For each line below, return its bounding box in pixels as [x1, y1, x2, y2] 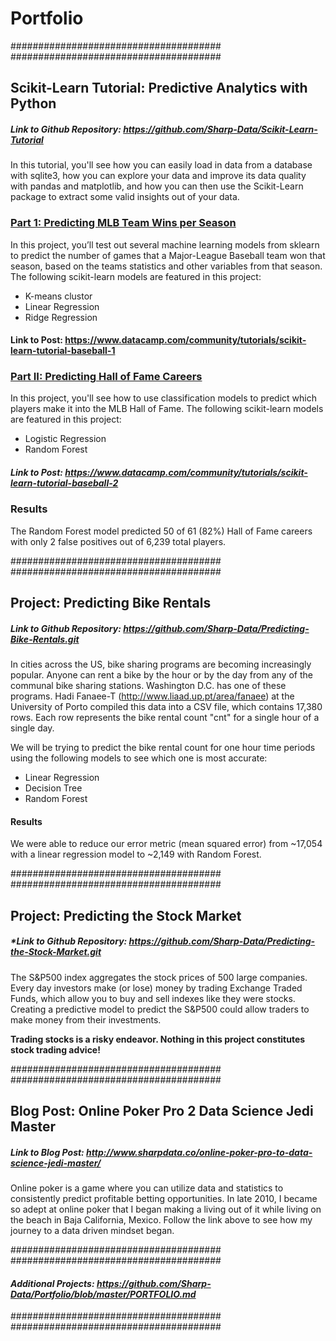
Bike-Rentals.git [10, 633, 80, 645]
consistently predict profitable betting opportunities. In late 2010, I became [10, 1193, 318, 1205]
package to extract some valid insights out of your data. [10, 191, 240, 203]
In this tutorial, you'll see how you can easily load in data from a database [10, 159, 313, 171]
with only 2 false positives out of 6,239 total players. [10, 535, 227, 547]
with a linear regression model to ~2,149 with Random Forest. [10, 848, 262, 861]
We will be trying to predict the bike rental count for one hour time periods [10, 742, 316, 754]
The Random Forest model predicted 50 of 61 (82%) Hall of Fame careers [10, 525, 313, 537]
